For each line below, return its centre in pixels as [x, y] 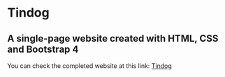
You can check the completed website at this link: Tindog [90, 66]
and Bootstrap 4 [43, 49]
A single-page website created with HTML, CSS [113, 38]
